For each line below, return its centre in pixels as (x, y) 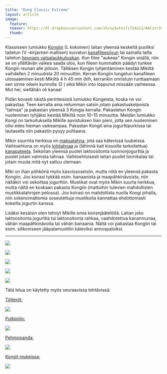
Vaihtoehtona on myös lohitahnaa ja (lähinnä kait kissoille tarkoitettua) (77, 146)
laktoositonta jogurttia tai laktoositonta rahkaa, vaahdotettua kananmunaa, (81, 218)
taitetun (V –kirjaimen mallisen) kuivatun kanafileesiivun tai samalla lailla (79, 52)
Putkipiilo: (15, 319)
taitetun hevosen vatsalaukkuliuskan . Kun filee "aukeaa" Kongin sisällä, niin (82, 58)
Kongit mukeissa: (23, 357)
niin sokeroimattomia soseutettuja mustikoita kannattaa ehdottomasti (75, 198)
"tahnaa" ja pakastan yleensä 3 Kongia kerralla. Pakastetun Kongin (73, 110)
